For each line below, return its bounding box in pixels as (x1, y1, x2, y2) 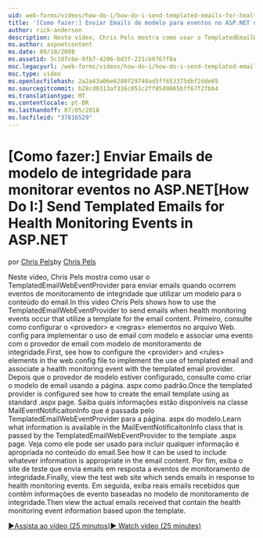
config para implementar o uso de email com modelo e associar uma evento (8, 331, 254, 340)
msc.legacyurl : (8, 63, 58, 71)
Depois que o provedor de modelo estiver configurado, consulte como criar (8, 372, 252, 382)
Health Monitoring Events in (8, 214, 193, 232)
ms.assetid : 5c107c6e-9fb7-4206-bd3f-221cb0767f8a (8, 56, 177, 64)
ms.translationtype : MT (8, 92, 86, 100)
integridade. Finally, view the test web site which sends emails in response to (8, 472, 255, 481)
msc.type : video (8, 70, 61, 78)
